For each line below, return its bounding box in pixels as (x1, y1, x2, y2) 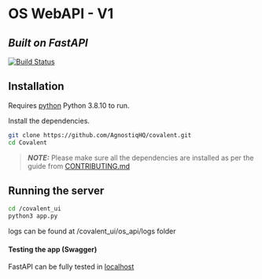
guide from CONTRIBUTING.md (27, 161, 131, 170)
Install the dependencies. (8, 116, 90, 125)
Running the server (8, 184, 105, 197)
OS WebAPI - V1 (8, 5, 114, 23)
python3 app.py (8, 212, 58, 221)
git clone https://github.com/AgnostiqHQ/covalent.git (8, 131, 192, 139)
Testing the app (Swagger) (8, 244, 98, 254)
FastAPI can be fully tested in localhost (8, 262, 135, 272)
